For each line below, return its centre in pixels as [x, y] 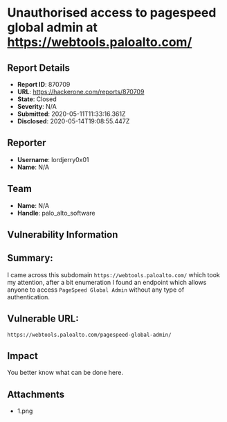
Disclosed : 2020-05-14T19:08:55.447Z [73, 121]
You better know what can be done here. [65, 373]
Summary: [30, 258]
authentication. [29, 297]
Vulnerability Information [63, 235]
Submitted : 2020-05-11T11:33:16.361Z [71, 114]
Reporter [27, 143]
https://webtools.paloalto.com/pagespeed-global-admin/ [89, 335]
